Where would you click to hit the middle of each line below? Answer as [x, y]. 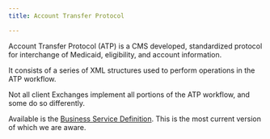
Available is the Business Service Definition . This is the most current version [135, 119]
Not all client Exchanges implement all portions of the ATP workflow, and [129, 95]
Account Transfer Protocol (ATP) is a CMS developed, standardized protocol [135, 46]
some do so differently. [47, 103]
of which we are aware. [47, 127]
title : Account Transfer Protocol [67, 16]
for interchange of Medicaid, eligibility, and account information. [115, 54]
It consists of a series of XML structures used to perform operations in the [132, 70]
